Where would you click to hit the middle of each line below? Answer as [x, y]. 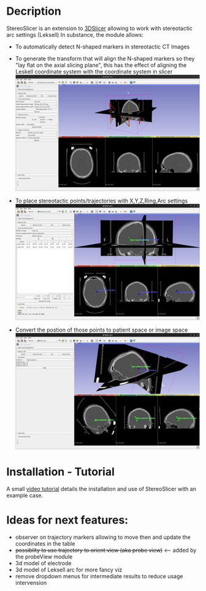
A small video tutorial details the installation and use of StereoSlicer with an [101, 489]
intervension [31, 582]
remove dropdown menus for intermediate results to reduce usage [99, 576]
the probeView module [44, 557]
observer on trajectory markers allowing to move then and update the [103, 537]
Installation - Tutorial [61, 472]
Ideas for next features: [67, 520]
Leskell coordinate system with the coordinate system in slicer [94, 71]
